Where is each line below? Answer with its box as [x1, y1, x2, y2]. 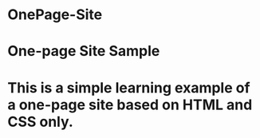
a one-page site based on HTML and [7, 96, 253, 113]
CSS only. [7, 112, 73, 131]
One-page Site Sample [7, 42, 160, 61]
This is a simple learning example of [7, 78, 250, 97]
